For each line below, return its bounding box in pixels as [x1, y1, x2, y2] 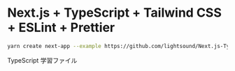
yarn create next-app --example [7, 42, 101, 49]
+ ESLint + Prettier [7, 19, 115, 35]
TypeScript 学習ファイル [7, 56, 78, 64]
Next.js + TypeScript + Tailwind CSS [7, 5, 222, 21]
